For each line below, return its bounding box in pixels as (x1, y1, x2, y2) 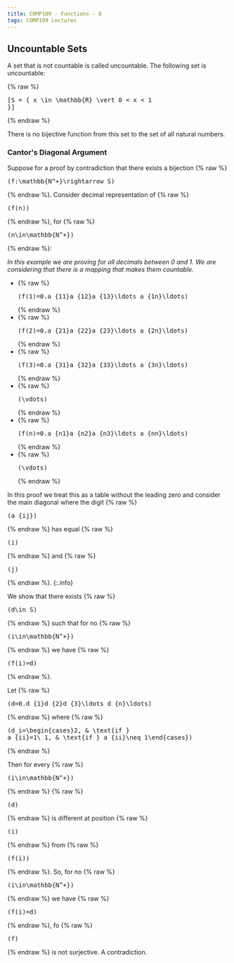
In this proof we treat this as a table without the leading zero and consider (7, 490, 221, 499)
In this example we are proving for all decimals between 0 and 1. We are (7, 257, 216, 266)
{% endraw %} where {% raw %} (7, 713, 103, 721)
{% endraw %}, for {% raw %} (7, 217, 96, 226)
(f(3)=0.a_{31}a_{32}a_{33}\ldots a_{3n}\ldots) (17, 361, 188, 369)
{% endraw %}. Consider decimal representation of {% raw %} (7, 190, 190, 199)
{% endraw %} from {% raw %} (7, 841, 99, 849)
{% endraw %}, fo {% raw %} (7, 921, 93, 929)
